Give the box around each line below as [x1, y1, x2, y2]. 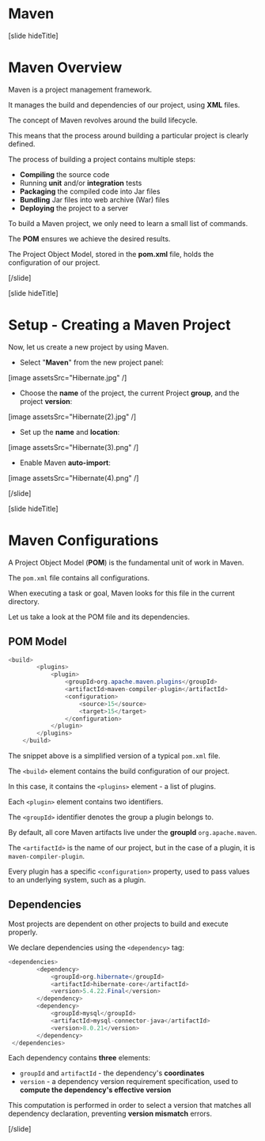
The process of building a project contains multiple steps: [8, 154, 196, 164]
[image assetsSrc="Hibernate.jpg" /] [8, 372, 127, 382]
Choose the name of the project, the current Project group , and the [19, 388, 240, 398]
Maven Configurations [8, 531, 159, 550]
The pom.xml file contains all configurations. [8, 572, 150, 582]
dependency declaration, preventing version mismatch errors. [8, 1109, 212, 1119]
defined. [8, 139, 36, 149]
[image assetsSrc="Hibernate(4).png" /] [8, 473, 139, 482]
